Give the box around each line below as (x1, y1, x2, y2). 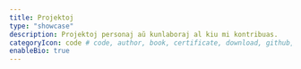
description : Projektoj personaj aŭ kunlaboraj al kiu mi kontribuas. (9, 30, 279, 39)
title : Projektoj (9, 13, 74, 22)
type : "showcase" (9, 22, 74, 30)
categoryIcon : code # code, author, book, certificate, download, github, (9, 38, 295, 47)
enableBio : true (9, 47, 70, 56)
